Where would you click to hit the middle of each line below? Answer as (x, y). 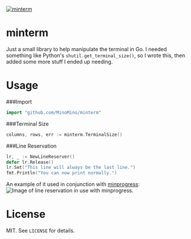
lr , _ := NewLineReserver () (41, 157)
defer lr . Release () (30, 162)
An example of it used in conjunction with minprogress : (73, 184)
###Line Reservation (32, 146)
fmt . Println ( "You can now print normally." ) (62, 173)
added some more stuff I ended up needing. (60, 61)
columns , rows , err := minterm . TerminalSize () (64, 135)
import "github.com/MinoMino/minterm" (54, 112)
